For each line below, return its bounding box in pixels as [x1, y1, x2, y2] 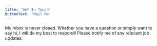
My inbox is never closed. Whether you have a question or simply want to [5, 25, 153, 31]
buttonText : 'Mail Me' [5, 12, 51, 16]
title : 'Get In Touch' [5, 7, 51, 12]
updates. [5, 35, 23, 41]
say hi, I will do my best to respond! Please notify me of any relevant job [5, 30, 150, 36]
